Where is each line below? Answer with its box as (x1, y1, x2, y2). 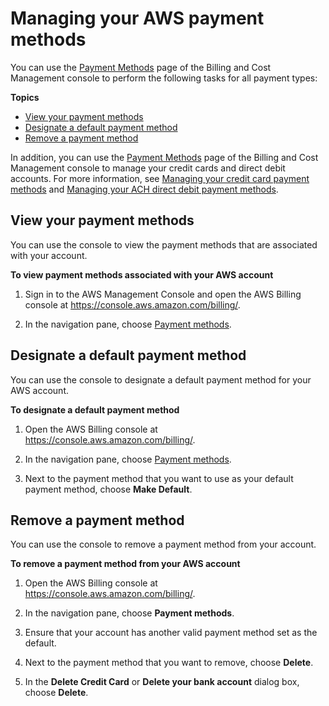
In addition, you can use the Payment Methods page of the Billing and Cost (10, 151, 319, 163)
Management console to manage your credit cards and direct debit (10, 162, 286, 174)
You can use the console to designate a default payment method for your (10, 373, 312, 386)
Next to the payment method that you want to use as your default (24, 472, 294, 484)
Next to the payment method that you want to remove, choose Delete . (24, 657, 314, 669)
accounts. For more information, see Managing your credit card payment (10, 172, 310, 184)
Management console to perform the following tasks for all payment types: (10, 72, 318, 84)
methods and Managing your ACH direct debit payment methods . (10, 183, 279, 195)
